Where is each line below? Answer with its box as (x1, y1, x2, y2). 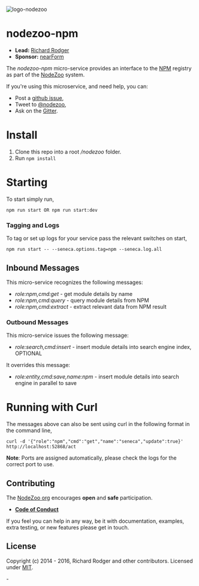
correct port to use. (6, 461, 55, 468)
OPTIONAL (14, 350, 43, 357)
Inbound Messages (6, 262, 80, 273)
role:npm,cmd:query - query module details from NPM (14, 297, 149, 304)
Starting (6, 176, 48, 190)
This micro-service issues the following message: (6, 332, 129, 339)
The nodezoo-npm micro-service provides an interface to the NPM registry (6, 64, 192, 72)
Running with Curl (6, 401, 98, 415)
